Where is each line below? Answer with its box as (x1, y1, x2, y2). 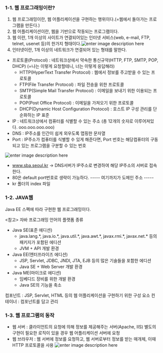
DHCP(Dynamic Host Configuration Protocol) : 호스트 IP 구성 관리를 (19, 106, 152, 112)
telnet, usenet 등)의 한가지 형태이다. (12, 41, 82, 47)
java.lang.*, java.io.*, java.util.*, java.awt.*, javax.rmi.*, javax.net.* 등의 (19, 233, 157, 239)
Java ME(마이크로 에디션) (12, 270, 62, 275)
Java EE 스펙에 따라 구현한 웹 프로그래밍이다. (5, 206, 91, 212)
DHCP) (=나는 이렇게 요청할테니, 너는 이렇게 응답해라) (12, 63, 115, 69)
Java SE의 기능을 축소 (19, 282, 62, 288)
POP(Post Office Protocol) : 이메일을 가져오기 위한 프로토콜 (19, 100, 134, 106)
